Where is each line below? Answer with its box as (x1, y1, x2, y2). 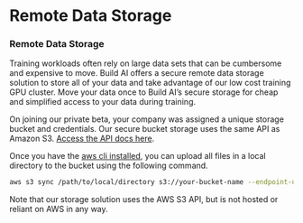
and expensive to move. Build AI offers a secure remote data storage (9, 68, 264, 79)
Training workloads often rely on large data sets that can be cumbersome (9, 58, 282, 69)
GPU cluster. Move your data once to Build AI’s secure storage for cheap (9, 87, 279, 98)
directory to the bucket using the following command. (9, 160, 209, 172)
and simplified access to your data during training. (9, 97, 197, 107)
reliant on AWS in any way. (9, 204, 108, 215)
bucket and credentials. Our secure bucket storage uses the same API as (9, 124, 280, 135)
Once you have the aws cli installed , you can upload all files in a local (9, 151, 266, 162)
